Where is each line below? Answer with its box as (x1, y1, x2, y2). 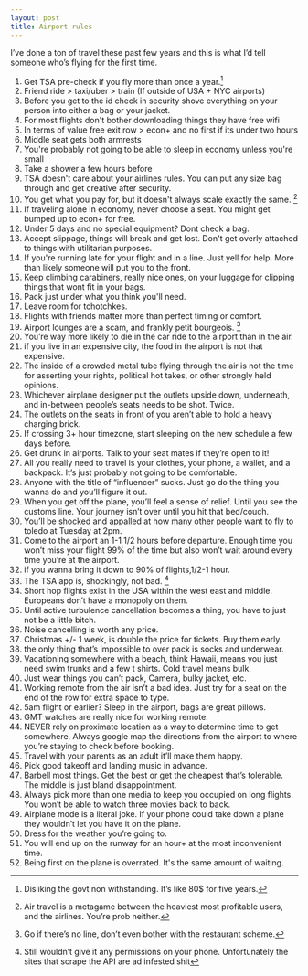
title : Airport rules (10, 22, 93, 31)
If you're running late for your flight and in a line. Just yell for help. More (23, 252, 295, 263)
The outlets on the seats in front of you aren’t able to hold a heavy (23, 408, 272, 420)
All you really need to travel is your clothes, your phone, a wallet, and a (23, 458, 291, 469)
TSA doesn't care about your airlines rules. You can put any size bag (23, 173, 282, 184)
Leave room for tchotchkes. (23, 301, 128, 312)
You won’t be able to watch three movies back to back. (23, 799, 231, 810)
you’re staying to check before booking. (23, 741, 175, 752)
